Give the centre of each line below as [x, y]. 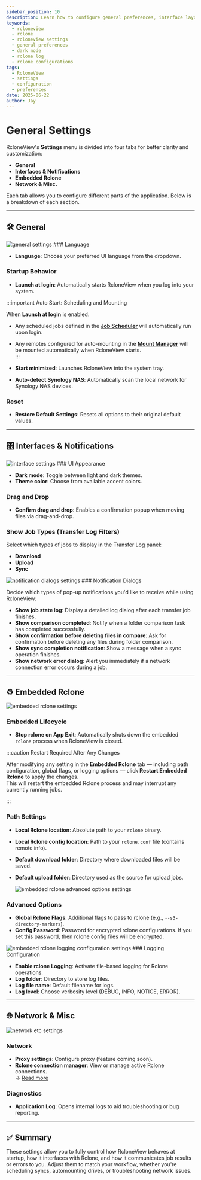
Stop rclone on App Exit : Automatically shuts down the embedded [97, 735]
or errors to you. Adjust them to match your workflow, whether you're [92, 1164]
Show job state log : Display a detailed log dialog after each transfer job [103, 610]
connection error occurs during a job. [61, 667]
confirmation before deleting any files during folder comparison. [94, 642]
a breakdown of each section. [43, 202]
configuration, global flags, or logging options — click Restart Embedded [97, 771]
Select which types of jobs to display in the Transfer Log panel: [84, 545]
